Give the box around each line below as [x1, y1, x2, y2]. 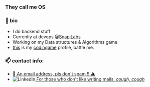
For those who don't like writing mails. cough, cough [36, 76, 145, 82]
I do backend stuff [12, 29, 51, 35]
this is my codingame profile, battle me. [12, 44, 94, 51]
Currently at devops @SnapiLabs [12, 34, 81, 40]
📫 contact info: [5, 57, 44, 64]
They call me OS [5, 4, 46, 11]
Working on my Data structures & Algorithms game [12, 39, 118, 45]
